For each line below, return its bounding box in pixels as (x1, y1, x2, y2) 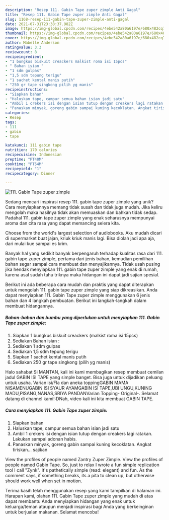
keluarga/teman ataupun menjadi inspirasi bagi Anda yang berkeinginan (5, 504, 154, 510)
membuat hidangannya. (5, 303, 54, 309)
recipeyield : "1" (5, 166, 42, 171)
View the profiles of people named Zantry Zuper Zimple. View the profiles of (5, 457, 163, 463)
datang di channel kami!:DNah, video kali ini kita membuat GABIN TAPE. (5, 396, 153, 402)
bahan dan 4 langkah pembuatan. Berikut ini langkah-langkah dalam (5, 298, 147, 304)
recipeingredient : (5, 54, 44, 59)
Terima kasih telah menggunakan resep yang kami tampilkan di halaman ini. (5, 488, 162, 494)
